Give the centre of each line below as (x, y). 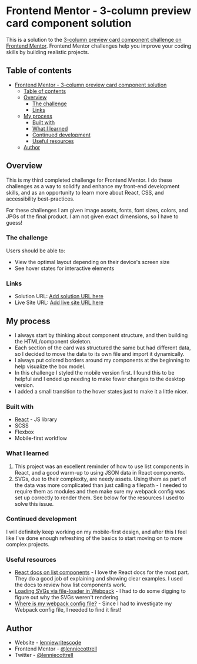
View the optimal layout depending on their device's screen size (92, 262)
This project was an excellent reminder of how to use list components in (102, 466)
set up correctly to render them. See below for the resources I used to (99, 498)
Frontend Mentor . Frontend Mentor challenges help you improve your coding (99, 46)
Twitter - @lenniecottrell (44, 655)
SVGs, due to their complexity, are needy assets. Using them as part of (100, 479)
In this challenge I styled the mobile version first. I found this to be (94, 372)
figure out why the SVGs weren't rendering (66, 598)
